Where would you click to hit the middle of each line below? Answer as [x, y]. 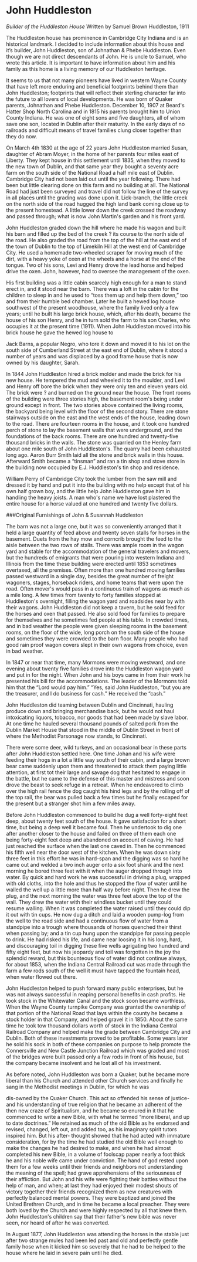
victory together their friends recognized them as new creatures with [89, 1192]
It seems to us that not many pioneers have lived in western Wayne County [96, 80]
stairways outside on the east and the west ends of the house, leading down [98, 418]
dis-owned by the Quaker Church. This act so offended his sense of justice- [98, 1098]
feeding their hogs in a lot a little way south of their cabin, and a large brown [98, 759]
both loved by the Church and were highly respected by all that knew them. [97, 1210]
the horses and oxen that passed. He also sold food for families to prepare [96, 613]
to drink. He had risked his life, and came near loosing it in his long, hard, [94, 939]
